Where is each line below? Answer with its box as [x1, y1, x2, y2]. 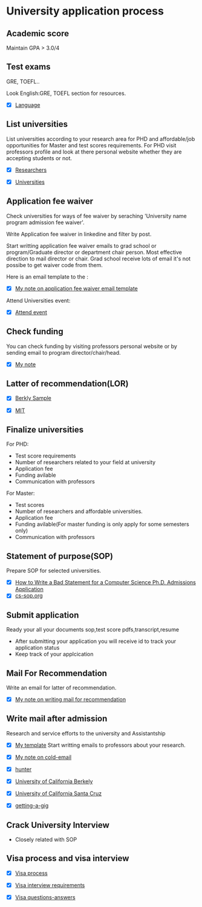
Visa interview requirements [15, 881, 85, 889]
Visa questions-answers [15, 893, 76, 901]
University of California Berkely [15, 778, 93, 785]
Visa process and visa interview [6, 853, 129, 863]
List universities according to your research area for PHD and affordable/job [6, 135, 195, 143]
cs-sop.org [15, 592, 44, 599]
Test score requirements [15, 452, 76, 460]
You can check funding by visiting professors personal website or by [6, 343, 177, 350]
